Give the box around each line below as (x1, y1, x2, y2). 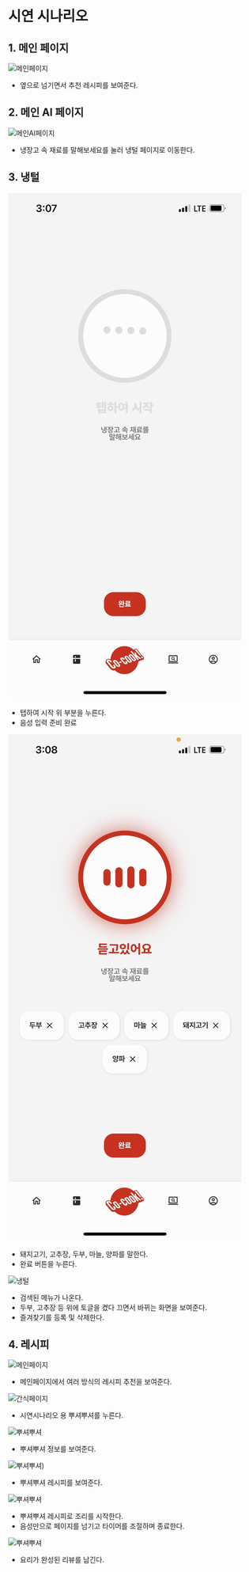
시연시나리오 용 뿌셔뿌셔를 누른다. (19, 1411, 124, 1420)
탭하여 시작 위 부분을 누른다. (19, 707, 107, 717)
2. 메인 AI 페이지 (8, 106, 85, 119)
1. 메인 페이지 (8, 41, 69, 55)
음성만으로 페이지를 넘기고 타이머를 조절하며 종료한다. (19, 1521, 185, 1531)
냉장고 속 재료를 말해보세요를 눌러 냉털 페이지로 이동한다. (19, 145, 195, 154)
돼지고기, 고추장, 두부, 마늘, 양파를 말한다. (19, 1249, 149, 1259)
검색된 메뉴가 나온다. (19, 1293, 84, 1302)
